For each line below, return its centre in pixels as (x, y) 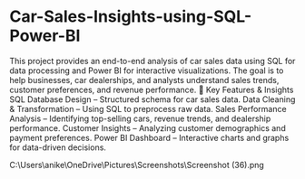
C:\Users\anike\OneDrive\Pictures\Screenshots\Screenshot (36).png (137, 165)
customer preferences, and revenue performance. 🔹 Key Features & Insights (152, 89)
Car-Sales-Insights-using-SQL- (131, 17)
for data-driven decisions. (58, 147)
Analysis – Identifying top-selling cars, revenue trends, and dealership (140, 118)
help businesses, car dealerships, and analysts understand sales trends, (144, 80)
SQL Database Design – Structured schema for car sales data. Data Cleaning (152, 99)
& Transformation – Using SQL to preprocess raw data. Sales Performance (148, 108)
